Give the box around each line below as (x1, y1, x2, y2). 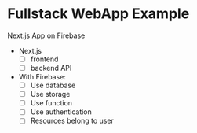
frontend (30, 54, 59, 64)
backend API (30, 64, 72, 72)
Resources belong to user (30, 116, 115, 126)
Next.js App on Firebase (7, 31, 86, 40)
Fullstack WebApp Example (7, 5, 190, 23)
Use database (30, 80, 76, 91)
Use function (30, 98, 72, 108)
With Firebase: (18, 72, 66, 82)
